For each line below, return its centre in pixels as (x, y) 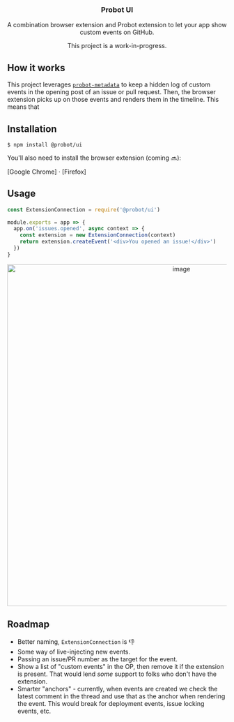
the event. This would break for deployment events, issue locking (111, 703)
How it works (36, 68)
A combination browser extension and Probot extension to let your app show (117, 25)
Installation (32, 129)
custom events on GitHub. (117, 32)
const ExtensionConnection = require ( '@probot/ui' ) (84, 210)
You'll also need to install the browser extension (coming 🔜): (94, 158)
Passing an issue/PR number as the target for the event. (97, 659)
